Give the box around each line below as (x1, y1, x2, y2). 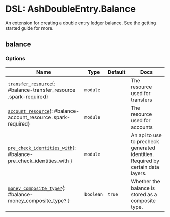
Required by (131, 157, 159, 164)
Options (5, 55, 25, 63)
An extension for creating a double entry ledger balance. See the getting (5, 20, 156, 26)
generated (131, 144, 155, 151)
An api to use (131, 132, 162, 139)
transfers (131, 96, 153, 103)
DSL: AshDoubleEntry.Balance (5, 3, 136, 15)
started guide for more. (5, 25, 54, 31)
